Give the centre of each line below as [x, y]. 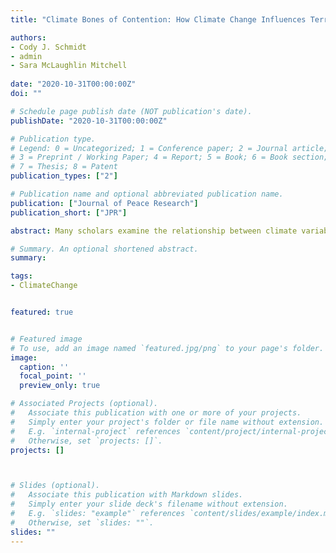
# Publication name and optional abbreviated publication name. [147, 194]
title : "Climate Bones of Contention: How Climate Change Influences [158, 19]
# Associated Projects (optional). [84, 404]
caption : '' [44, 367]
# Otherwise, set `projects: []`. [86, 441]
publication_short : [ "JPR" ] [69, 212]
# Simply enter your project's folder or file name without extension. [167, 422]
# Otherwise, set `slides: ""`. [82, 522]
